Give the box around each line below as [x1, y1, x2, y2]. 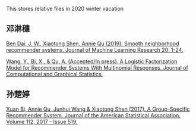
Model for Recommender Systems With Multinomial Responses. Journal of [6, 64, 188, 71]
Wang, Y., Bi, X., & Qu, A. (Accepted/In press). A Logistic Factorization [6, 58, 178, 65]
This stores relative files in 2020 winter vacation [6, 5, 124, 12]
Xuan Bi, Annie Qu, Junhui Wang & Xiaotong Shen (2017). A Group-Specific [6, 105, 190, 113]
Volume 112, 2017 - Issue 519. [6, 118, 78, 125]
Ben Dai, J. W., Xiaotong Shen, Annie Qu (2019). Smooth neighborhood [6, 40, 179, 47]
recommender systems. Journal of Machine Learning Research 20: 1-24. [6, 46, 184, 53]
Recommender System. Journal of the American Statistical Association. [6, 111, 181, 118]
